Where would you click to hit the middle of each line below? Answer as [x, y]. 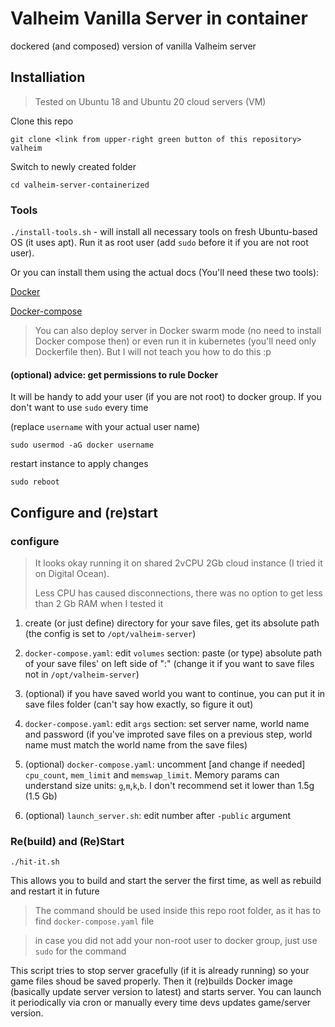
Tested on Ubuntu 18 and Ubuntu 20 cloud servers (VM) [150, 101]
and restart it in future [55, 891]
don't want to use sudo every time [79, 408]
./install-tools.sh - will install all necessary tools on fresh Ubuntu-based [164, 232]
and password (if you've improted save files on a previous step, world [168, 734]
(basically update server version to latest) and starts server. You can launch [166, 992]
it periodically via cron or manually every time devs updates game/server [161, 1003]
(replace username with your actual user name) [105, 427]
